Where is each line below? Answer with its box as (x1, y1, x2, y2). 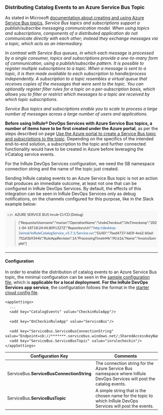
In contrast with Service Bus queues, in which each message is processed (5, 50, 154, 56)
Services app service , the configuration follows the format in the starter (5, 284, 149, 290)
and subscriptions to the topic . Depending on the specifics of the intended (5, 136, 154, 142)
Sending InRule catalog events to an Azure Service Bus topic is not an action (5, 175, 158, 181)
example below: (5, 201, 37, 207)
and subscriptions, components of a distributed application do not (5, 31, 138, 36)
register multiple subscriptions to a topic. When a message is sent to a (5, 66, 147, 71)
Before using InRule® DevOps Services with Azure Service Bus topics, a (5, 120, 153, 126)
